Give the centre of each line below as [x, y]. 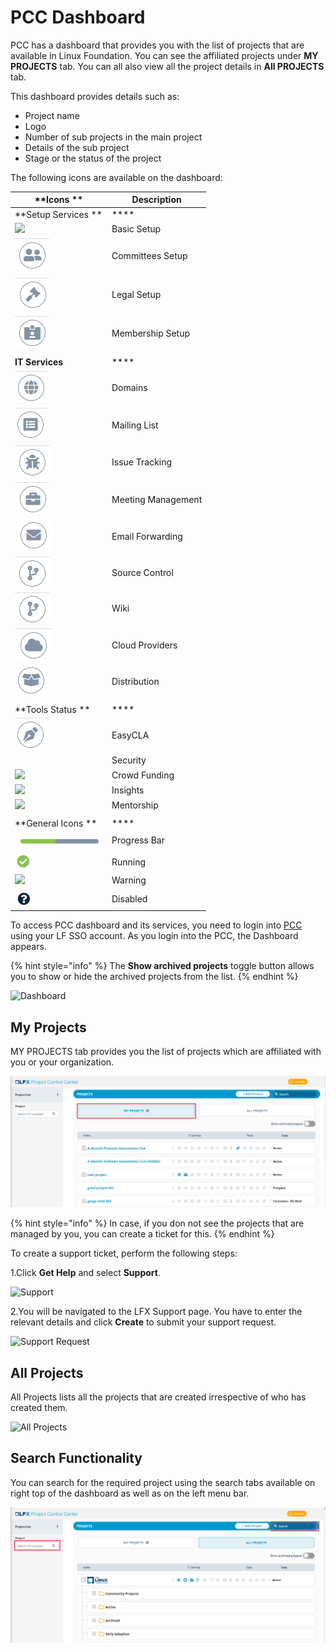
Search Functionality [76, 1458]
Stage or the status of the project [93, 158]
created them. [39, 1407]
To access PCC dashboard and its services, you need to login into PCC [156, 925]
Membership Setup [151, 333]
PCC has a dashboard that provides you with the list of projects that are [157, 45]
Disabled [129, 899]
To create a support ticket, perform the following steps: [124, 1253]
